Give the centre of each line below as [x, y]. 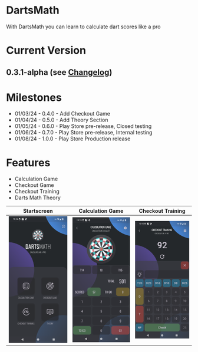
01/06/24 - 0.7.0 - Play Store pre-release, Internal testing [83, 133]
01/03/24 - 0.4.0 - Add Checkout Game [62, 114]
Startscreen [38, 210]
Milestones [34, 97]
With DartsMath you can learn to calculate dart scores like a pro [83, 27]
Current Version [46, 50]
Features [28, 162]
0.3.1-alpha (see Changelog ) [59, 72]
